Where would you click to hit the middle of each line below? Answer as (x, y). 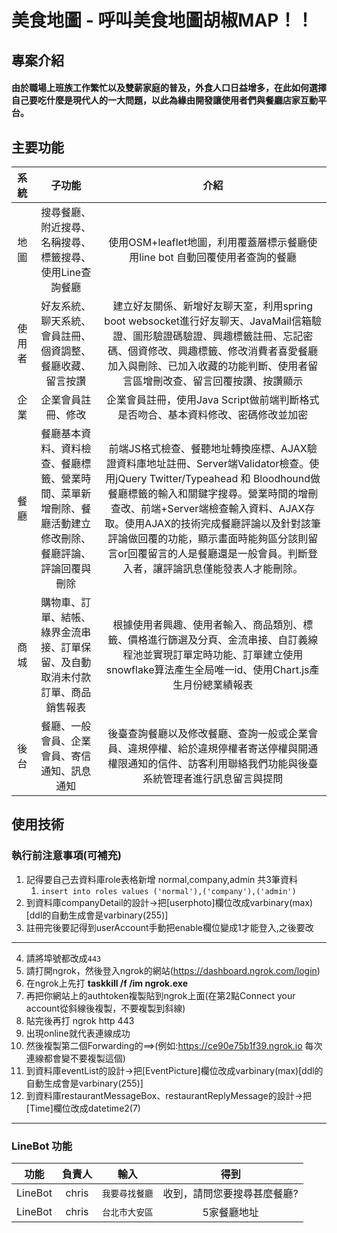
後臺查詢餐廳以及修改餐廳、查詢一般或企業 (208, 733)
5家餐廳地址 (230, 1212)
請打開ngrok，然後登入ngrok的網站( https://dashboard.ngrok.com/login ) (173, 970)
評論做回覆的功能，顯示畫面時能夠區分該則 (208, 538)
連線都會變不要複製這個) (75, 1058)
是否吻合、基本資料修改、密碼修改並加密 (213, 414)
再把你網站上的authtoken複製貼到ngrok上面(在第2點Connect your (160, 995)
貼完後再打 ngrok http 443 (80, 1020)
